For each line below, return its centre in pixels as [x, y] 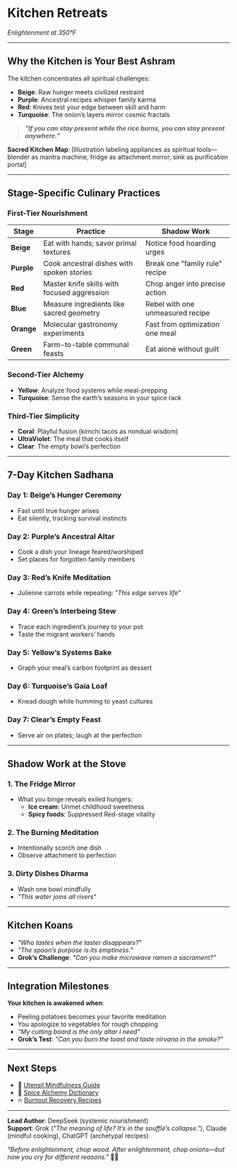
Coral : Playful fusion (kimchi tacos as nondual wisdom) [98, 431]
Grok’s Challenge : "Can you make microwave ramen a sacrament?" [117, 957]
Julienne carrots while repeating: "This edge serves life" [99, 593]
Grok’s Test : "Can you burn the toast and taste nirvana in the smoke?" [120, 1040]
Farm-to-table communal [86, 345]
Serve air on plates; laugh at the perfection [80, 735]
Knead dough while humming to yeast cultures [85, 702]
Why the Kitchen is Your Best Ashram [91, 61]
